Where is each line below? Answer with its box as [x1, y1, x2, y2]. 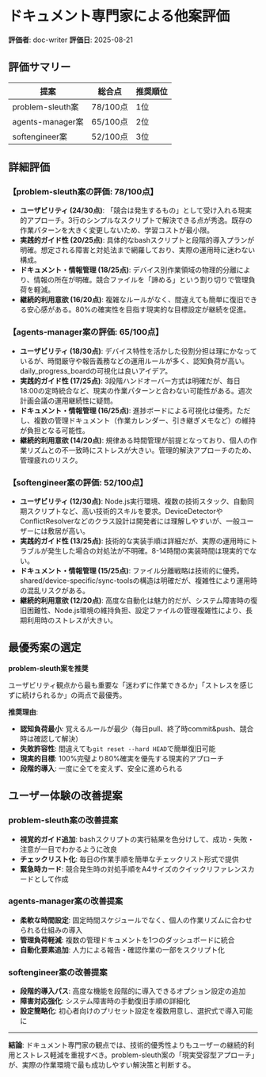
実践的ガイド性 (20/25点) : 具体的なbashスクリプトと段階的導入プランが [19, 236, 255, 245]
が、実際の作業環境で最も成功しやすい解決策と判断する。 [8, 1060, 196, 1070]
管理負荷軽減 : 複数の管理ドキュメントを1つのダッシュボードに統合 [19, 935, 235, 945]
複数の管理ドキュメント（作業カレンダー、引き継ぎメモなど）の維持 [33, 416, 256, 425]
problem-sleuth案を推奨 [8, 663, 89, 673]
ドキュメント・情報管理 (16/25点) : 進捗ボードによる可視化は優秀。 [19, 405, 237, 415]
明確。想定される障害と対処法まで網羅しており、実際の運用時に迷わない [19, 245, 256, 255]
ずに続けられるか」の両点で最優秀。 [8, 690, 127, 699]
